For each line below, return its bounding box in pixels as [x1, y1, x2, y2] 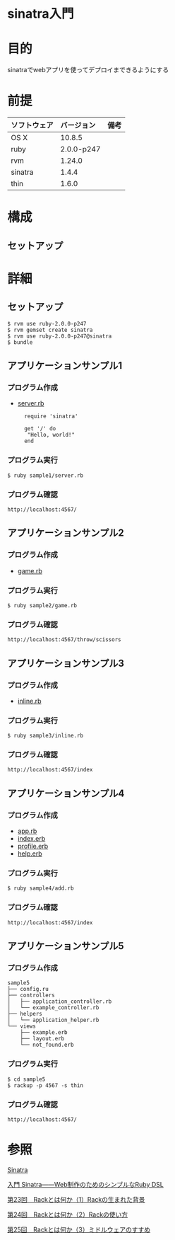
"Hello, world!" [27, 432, 76, 439]
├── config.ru [7, 986, 49, 993]
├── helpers [7, 1011, 42, 1018]
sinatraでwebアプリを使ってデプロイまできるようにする [7, 66, 169, 74]
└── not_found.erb [20, 1041, 74, 1049]
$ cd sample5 [7, 1076, 46, 1083]
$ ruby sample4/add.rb [7, 885, 74, 892]
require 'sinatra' [24, 413, 78, 420]
